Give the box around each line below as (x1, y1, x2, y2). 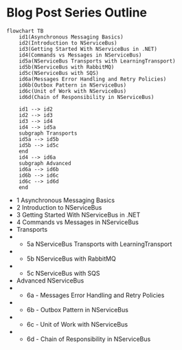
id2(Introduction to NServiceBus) (19, 39, 117, 46)
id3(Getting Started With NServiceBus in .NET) (19, 45, 157, 52)
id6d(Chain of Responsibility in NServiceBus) (19, 94, 155, 100)
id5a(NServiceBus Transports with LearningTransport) (19, 57, 176, 65)
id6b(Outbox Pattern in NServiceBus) (19, 81, 127, 89)
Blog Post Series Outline (6, 5, 147, 21)
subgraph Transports (19, 129, 78, 137)
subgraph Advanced (19, 160, 71, 166)
